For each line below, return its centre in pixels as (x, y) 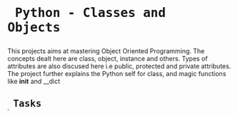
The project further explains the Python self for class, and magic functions (117, 74)
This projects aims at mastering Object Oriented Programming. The (106, 51)
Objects (34, 28)
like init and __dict (34, 81)
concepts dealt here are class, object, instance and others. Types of (108, 59)
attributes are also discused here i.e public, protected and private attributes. (119, 66)
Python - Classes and (90, 13)
